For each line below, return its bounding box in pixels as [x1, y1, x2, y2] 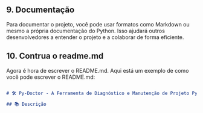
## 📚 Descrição [6, 101, 47, 107]
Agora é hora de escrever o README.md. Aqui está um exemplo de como [6, 67, 189, 74]
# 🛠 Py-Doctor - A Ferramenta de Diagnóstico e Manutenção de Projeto [6, 90, 190, 96]
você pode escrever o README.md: [6, 73, 95, 81]
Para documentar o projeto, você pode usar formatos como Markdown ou [6, 20, 190, 28]
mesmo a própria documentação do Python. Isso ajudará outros [6, 27, 165, 34]
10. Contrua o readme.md [6, 51, 104, 61]
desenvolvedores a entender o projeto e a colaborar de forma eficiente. [6, 33, 184, 41]
